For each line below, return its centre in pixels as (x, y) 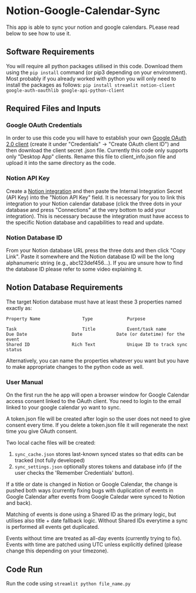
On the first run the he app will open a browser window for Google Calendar (98, 395)
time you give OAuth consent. (42, 431)
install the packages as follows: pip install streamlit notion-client (91, 85)
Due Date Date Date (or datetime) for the (95, 334)
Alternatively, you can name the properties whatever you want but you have (97, 361)
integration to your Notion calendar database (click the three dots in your (94, 204)
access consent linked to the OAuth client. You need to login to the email (94, 401)
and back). (19, 503)
